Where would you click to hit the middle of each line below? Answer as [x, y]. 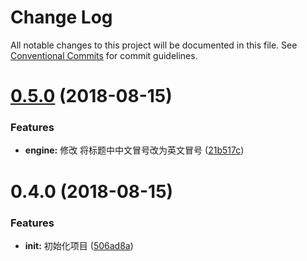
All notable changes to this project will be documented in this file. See [154, 45]
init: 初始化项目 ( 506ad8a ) [79, 245]
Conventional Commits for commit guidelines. [104, 55]
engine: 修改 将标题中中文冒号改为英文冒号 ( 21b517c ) [134, 150]
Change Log [61, 17]
